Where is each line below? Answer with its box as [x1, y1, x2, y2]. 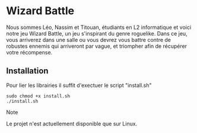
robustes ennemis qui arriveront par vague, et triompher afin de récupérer [6, 43, 188, 50]
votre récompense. [6, 48, 53, 56]
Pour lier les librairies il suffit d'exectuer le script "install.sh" [6, 82, 152, 89]
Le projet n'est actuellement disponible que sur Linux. [6, 120, 138, 127]
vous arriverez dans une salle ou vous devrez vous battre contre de [6, 36, 171, 43]
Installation [6, 66, 49, 76]
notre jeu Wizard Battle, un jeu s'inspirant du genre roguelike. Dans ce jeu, [6, 30, 188, 37]
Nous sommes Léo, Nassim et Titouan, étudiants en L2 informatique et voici [6, 24, 192, 31]
